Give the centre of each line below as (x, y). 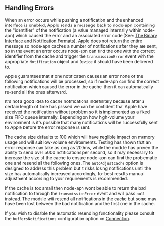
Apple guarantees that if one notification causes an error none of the (74, 76)
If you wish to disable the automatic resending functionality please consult (80, 213)
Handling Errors (30, 8)
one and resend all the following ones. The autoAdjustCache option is (74, 163)
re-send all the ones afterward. (36, 92)
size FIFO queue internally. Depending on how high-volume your (70, 117)
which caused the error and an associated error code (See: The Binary (86, 35)
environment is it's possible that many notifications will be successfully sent (81, 122)
